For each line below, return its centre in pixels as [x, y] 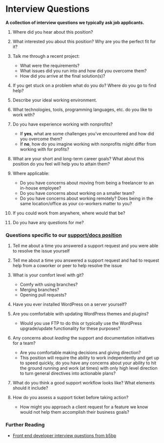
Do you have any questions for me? [48, 222]
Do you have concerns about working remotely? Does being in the [86, 198]
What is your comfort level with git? [48, 275]
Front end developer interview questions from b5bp [64, 435]
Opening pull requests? [43, 295]
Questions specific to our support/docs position [64, 235]
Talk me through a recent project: [46, 56]
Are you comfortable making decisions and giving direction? [80, 353]
